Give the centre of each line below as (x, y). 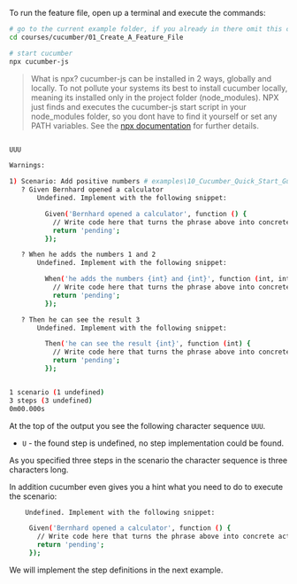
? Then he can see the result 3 (80, 319)
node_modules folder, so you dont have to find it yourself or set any (154, 116)
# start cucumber (41, 53)
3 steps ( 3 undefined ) (51, 401)
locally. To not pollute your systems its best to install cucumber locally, (159, 88)
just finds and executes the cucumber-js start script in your (139, 106)
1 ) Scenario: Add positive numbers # (79, 182)
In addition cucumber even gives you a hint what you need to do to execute (146, 487)
